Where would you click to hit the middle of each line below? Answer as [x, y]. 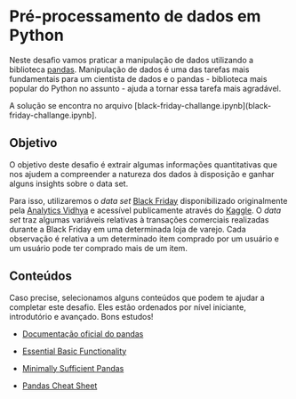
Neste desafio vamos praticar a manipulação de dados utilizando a [132, 60]
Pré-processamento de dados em [135, 16]
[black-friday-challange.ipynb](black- [203, 105]
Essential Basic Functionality [74, 351]
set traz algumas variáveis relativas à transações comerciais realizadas [139, 219]
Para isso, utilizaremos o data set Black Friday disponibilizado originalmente [148, 200]
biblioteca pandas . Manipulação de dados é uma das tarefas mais [129, 69]
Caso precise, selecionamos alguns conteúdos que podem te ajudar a [137, 297]
